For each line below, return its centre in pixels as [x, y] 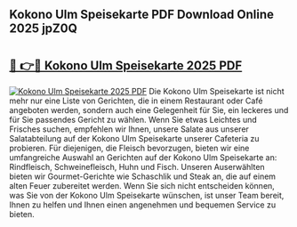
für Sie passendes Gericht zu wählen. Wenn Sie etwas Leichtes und [133, 120]
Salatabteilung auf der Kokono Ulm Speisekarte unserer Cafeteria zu [134, 138]
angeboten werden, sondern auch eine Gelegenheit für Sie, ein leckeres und [149, 110]
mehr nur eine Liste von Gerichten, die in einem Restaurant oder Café [136, 101]
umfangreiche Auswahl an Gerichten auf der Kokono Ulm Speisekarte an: [143, 158]
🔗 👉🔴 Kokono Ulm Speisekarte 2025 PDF [126, 65]
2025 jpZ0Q [44, 29]
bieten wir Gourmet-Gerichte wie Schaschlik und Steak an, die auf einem [143, 176]
